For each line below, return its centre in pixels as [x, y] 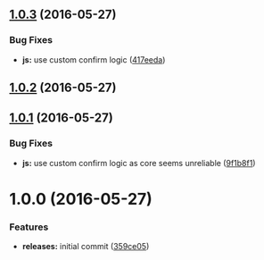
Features [29, 227]
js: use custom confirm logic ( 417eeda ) [94, 59]
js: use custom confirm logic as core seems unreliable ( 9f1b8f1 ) [139, 163]
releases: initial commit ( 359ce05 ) [86, 247]
